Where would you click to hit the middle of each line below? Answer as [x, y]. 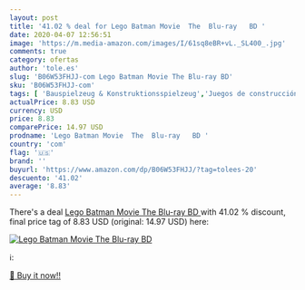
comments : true [38, 52]
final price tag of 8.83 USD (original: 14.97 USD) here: [109, 222]
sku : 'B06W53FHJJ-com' [52, 85]
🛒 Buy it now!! [35, 275]
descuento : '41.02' [46, 178]
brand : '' [28, 161]
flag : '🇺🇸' [32, 152]
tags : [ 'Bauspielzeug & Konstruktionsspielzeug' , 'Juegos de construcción [154, 93]
